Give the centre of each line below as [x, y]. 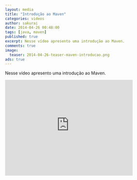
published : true [21, 37]
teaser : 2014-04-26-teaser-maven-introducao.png [60, 55]
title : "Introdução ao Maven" [36, 14]
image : [12, 50]
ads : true [15, 59]
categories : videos [25, 18]
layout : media [19, 9]
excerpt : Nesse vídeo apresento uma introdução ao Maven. [65, 41]
